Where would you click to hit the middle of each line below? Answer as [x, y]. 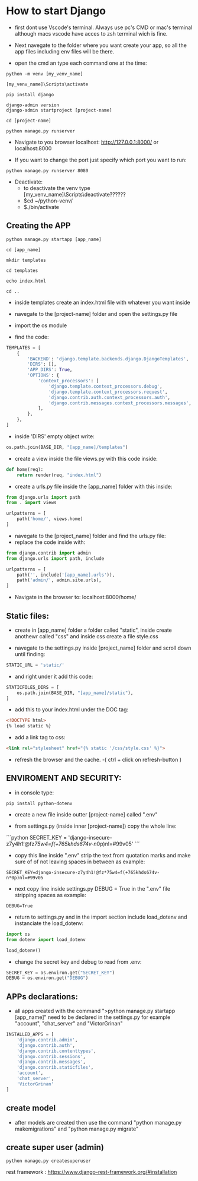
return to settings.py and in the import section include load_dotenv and [101, 917]
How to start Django [56, 11]
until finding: [30, 654]
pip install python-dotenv [39, 803]
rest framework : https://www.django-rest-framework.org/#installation [92, 1172]
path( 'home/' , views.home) [50, 519]
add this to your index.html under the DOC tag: [72, 710]
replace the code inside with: [50, 542]
